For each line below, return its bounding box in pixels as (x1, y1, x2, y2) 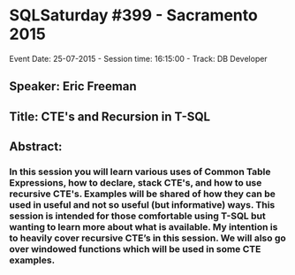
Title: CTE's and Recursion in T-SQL (9, 109, 210, 124)
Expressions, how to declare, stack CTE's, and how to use (9, 177, 262, 189)
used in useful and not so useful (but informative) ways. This (9, 199, 276, 211)
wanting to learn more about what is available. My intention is (9, 221, 278, 233)
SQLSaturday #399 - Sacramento (9, 5, 258, 26)
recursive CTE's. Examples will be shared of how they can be (9, 187, 276, 200)
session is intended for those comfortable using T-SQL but (9, 210, 267, 222)
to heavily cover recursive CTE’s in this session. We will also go (9, 232, 287, 244)
